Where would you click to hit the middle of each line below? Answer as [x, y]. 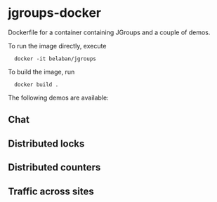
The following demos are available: [58, 97]
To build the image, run [41, 72]
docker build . [37, 85]
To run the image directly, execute [57, 46]
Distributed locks [46, 143]
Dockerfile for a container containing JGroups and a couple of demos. [109, 32]
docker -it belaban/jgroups [55, 59]
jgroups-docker [55, 13]
